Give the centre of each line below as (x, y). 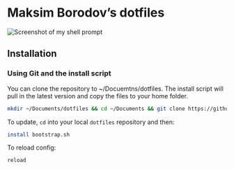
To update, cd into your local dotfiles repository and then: (91, 122)
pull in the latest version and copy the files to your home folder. (97, 96)
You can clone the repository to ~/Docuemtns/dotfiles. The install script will (116, 89)
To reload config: (32, 148)
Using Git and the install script (59, 73)
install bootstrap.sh (39, 134)
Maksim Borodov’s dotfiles (86, 13)
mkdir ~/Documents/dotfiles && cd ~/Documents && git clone (96, 109)
